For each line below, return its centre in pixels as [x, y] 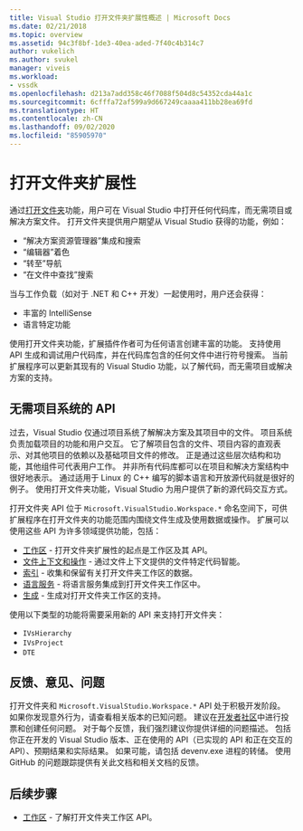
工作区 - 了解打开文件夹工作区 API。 [90, 817]
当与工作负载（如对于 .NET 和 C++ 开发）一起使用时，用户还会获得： [138, 293]
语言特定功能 [46, 324]
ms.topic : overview [46, 34]
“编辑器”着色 [46, 252]
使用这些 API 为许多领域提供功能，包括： [85, 530]
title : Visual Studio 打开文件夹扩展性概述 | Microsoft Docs [120, 18]
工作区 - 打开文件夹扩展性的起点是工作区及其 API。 [117, 549]
